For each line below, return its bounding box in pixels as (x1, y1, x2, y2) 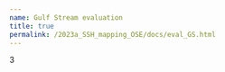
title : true (9, 22, 54, 31)
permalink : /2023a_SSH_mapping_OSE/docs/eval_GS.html (9, 30, 217, 39)
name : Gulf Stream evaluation (9, 13, 124, 22)
